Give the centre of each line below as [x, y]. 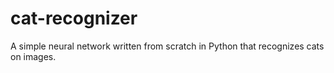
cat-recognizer [74, 18]
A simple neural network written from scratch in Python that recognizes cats [167, 46]
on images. [33, 56]
